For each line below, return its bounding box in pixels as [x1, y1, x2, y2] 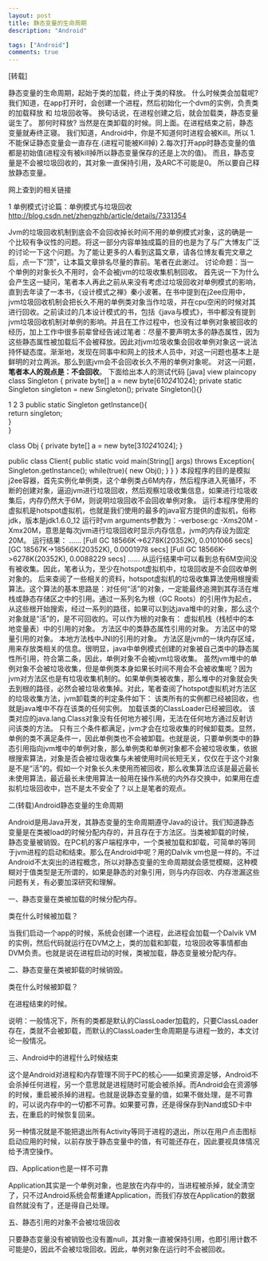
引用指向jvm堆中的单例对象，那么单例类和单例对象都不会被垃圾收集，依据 [14, 744, 258, 753]
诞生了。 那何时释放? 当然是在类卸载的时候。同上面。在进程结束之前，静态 [8, 118, 254, 128]
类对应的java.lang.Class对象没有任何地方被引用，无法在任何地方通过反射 [8, 714, 246, 723]
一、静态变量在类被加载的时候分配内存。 [8, 895, 141, 904]
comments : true [8, 49, 59, 57]
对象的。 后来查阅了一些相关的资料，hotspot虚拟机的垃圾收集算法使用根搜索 [8, 574, 259, 583]
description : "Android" [8, 26, 88, 34]
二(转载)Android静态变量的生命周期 [8, 800, 124, 810]
